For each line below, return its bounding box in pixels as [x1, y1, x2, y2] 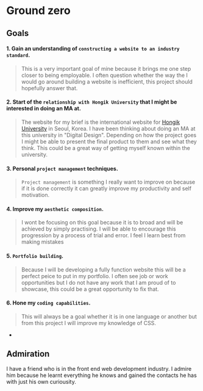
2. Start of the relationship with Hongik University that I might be [6, 98, 177, 106]
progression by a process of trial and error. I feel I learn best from [21, 232, 186, 239]
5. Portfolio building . [6, 252, 64, 259]
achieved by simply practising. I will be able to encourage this [21, 225, 176, 232]
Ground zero [6, 4, 71, 18]
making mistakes [21, 239, 64, 246]
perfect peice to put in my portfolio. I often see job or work [21, 272, 169, 279]
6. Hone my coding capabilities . [6, 300, 91, 307]
